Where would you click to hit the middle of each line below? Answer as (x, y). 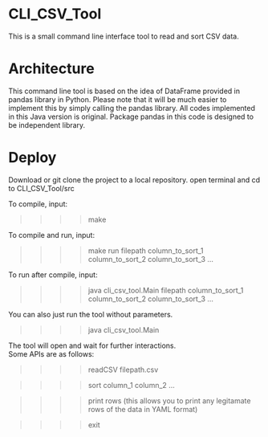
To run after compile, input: (53, 275)
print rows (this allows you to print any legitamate (169, 400)
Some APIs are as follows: (51, 353)
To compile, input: (38, 204)
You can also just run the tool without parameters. (91, 314)
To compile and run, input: (51, 235)
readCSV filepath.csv (123, 370)
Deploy (32, 158)
